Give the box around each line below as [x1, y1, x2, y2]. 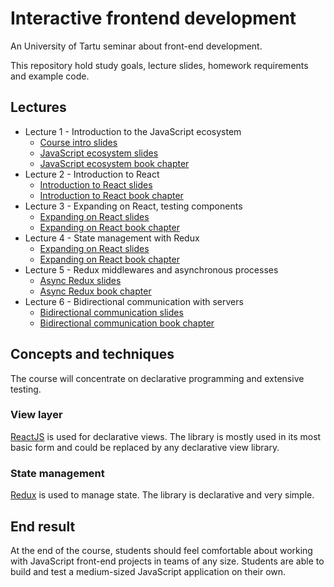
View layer [10, 408, 63, 422]
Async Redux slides [39, 274, 122, 286]
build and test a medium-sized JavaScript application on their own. [10, 565, 287, 577]
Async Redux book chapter [39, 285, 152, 297]
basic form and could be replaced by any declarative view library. [10, 441, 280, 453]
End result [10, 518, 76, 535]
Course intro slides [39, 136, 118, 148]
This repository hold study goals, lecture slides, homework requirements [10, 59, 309, 71]
